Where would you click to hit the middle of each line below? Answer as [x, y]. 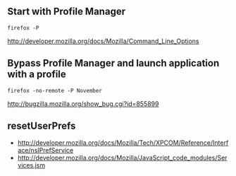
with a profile [37, 75]
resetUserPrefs [42, 126]
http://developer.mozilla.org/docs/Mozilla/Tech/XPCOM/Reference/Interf [123, 143]
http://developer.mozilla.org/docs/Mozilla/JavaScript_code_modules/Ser [122, 158]
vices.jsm [31, 165]
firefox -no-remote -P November [55, 90]
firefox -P [23, 28]
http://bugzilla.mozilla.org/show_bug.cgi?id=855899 [83, 104]
